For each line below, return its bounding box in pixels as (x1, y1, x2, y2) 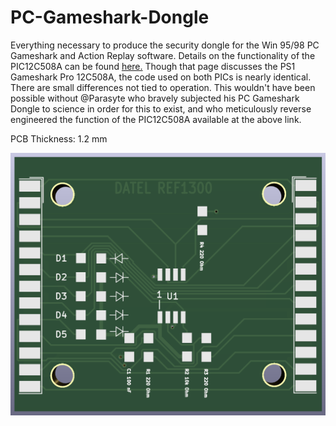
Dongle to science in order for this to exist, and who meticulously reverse (10, 102, 312, 115)
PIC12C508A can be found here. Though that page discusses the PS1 (10, 60, 296, 72)
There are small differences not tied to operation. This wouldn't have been (10, 81, 316, 93)
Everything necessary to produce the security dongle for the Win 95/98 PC (10, 39, 320, 51)
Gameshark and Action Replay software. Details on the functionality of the (10, 49, 316, 61)
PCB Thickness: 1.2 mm (10, 132, 108, 145)
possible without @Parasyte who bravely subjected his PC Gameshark (10, 92, 300, 104)
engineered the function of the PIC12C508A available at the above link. (10, 113, 302, 125)
